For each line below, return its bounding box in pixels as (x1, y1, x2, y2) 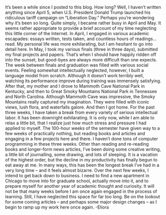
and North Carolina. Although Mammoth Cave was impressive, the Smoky (5, 94, 155, 100)
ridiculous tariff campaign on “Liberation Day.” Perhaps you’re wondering (5, 15, 155, 20)
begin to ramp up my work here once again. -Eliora (5, 204, 109, 210)
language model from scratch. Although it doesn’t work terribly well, (5, 73, 144, 78)
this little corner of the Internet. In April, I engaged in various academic (5, 31, 150, 36)
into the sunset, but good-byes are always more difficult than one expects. (5, 57, 158, 62)
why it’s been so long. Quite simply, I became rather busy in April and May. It (5, 20, 161, 26)
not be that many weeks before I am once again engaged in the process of (5, 188, 158, 194)
